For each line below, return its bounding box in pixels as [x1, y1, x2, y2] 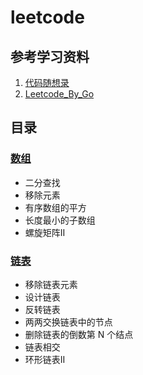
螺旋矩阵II [24, 226, 66, 238]
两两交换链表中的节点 [24, 316, 113, 328]
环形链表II [24, 353, 66, 365]
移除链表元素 [24, 278, 78, 290]
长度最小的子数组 [24, 214, 96, 226]
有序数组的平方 [24, 201, 87, 213]
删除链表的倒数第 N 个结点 [24, 328, 134, 340]
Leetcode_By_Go [24, 88, 95, 100]
